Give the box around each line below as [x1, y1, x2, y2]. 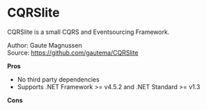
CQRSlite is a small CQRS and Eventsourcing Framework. [7, 28, 170, 36]
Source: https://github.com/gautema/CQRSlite [7, 48, 138, 57]
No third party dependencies [17, 75, 100, 84]
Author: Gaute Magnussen [7, 41, 82, 49]
